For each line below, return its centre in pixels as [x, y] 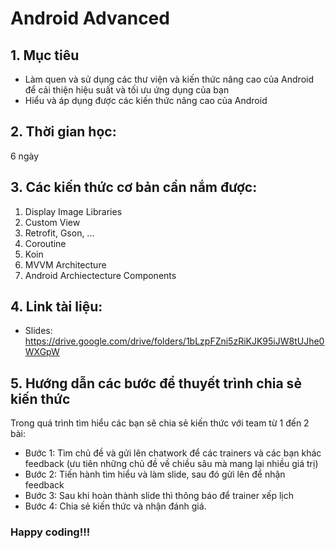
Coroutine [45, 243]
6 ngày [25, 156]
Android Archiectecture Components [100, 275]
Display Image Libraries [73, 211]
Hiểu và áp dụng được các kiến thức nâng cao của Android [146, 100]
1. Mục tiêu [45, 55]
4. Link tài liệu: [56, 307]
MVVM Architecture [65, 264]
